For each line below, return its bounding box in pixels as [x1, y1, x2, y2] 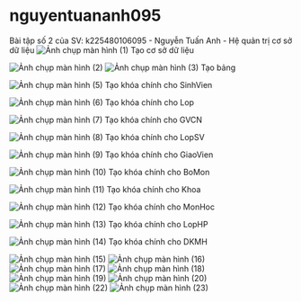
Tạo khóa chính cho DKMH [108, 235, 208, 247]
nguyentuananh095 [9, 5, 162, 26]
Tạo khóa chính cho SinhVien [104, 79, 213, 90]
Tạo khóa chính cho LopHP [108, 218, 208, 229]
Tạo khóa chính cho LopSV [104, 131, 205, 142]
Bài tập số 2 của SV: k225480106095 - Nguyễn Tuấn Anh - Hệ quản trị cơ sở [9, 35, 293, 46]
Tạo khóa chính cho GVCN [104, 114, 203, 125]
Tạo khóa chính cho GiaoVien [104, 149, 214, 160]
